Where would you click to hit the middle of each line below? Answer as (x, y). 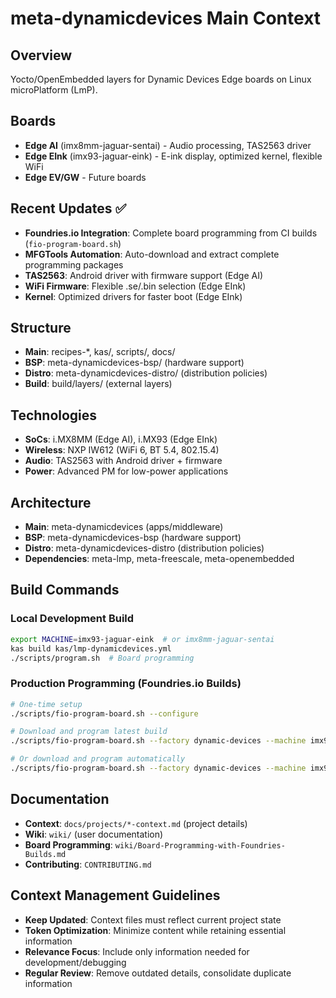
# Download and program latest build (89, 732)
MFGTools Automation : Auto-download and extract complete (152, 254)
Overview (41, 55)
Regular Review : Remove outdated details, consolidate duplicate (158, 973)
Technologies (54, 415)
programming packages (74, 264)
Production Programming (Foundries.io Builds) (126, 684)
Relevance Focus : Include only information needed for (137, 951)
